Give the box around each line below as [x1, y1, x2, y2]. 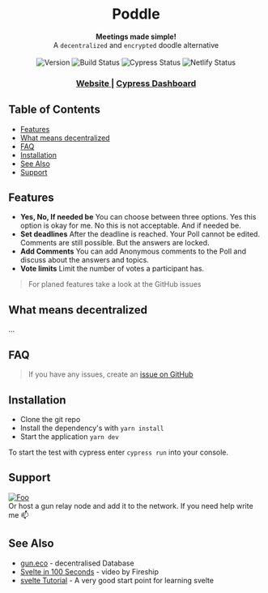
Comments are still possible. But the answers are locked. [19, 238, 210, 248]
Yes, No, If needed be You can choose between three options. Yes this [19, 212, 257, 222]
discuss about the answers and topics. [19, 255, 150, 265]
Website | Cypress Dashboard [75, 78, 197, 89]
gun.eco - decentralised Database [19, 558, 135, 568]
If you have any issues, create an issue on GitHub [28, 369, 194, 379]
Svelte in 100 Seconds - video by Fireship [19, 566, 160, 576]
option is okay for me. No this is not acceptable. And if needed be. [19, 220, 241, 231]
